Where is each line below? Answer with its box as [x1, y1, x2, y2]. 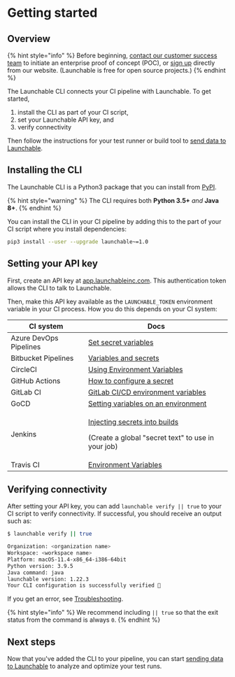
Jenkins [10, 429, 37, 439]
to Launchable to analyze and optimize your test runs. [7, 662, 162, 671]
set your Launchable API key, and [17, 115, 114, 124]
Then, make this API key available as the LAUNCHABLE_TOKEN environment [7, 297, 213, 306]
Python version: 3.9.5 [7, 562, 73, 569]
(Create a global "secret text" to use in [88, 432, 215, 442]
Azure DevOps [10, 333, 59, 343]
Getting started [7, 5, 98, 21]
